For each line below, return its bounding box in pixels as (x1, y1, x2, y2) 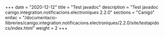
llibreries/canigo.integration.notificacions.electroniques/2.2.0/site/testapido (5, 20, 160, 26)
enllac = (5, 15, 22, 20)
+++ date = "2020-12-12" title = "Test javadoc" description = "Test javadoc (5, 4, 159, 10)
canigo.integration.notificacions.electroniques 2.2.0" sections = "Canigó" (5, 9, 155, 15)
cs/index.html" (5, 25, 35, 31)
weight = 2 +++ (36, 25, 68, 31)
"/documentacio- (22, 15, 58, 20)
